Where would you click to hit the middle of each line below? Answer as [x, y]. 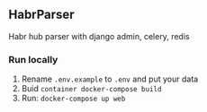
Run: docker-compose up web [73, 99]
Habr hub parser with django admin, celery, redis [99, 36]
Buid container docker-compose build [91, 89]
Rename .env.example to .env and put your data [110, 79]
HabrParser [41, 15]
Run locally [33, 59]
